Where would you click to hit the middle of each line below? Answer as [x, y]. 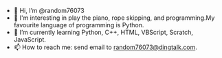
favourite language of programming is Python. [79, 25]
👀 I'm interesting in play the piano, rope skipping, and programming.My [114, 18]
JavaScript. [30, 40]
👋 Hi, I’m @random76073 [49, 11]
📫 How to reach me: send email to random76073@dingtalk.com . [106, 47]
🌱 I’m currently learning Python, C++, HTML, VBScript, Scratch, [103, 32]
